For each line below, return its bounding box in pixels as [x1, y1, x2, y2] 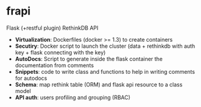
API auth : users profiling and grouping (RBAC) [15, 94, 131, 101]
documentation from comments [15, 62, 94, 69]
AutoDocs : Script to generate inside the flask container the [15, 55, 163, 62]
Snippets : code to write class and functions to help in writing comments [15, 68, 196, 75]
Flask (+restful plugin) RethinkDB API [6, 24, 99, 31]
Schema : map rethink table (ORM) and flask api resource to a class [15, 80, 183, 88]
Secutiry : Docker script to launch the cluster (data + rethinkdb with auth [15, 42, 196, 50]
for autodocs [15, 74, 47, 82]
